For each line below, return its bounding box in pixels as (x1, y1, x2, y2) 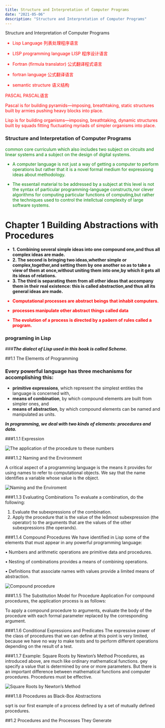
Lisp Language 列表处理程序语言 (12, 40, 79, 46)
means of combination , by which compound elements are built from (12, 396, 152, 402)
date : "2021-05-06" (5, 12, 45, 17)
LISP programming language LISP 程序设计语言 (12, 50, 108, 57)
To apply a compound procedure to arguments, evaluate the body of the (5, 607, 152, 613)
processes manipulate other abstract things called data (12, 307, 129, 313)
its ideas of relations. (12, 272, 57, 278)
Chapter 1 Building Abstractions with (5, 219, 159, 230)
